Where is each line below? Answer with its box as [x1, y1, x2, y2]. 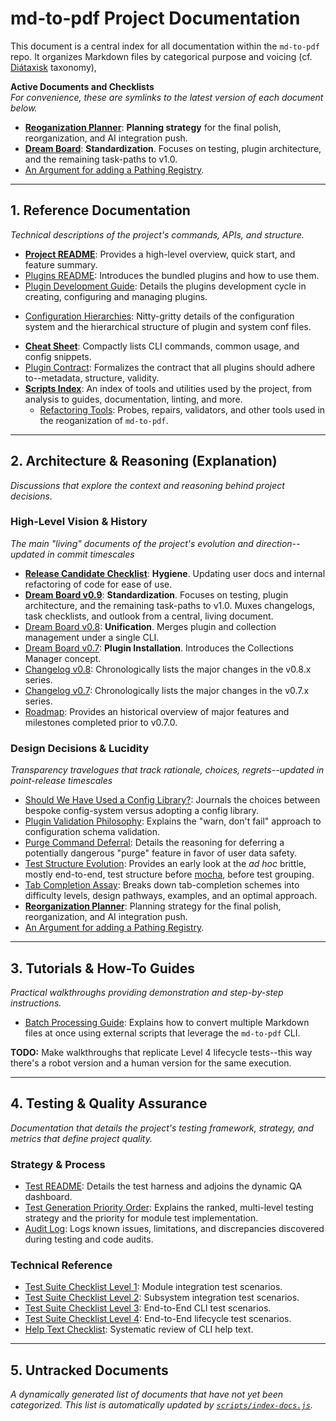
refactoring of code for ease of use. [24, 578, 173, 590]
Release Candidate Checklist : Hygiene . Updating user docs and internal [24, 567, 326, 579]
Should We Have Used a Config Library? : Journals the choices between [24, 794, 321, 806]
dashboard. [24, 1191, 73, 1203]
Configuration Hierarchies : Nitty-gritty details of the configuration [24, 310, 295, 322]
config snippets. [24, 350, 92, 362]
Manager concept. [24, 652, 102, 664]
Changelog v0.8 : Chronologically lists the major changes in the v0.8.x [24, 663, 312, 675]
